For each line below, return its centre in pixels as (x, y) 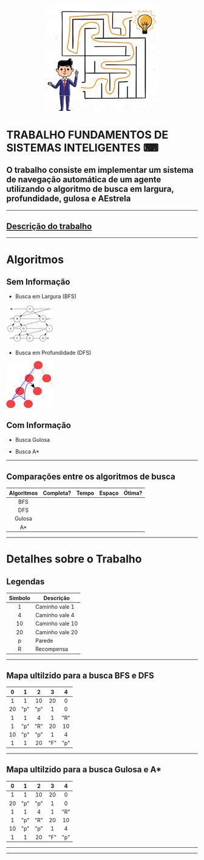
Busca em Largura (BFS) (46, 296)
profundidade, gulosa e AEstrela (69, 199)
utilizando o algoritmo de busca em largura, (90, 189)
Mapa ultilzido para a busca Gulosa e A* (84, 770)
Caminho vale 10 (57, 624)
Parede (44, 640)
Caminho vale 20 (57, 632)
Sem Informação (38, 282)
